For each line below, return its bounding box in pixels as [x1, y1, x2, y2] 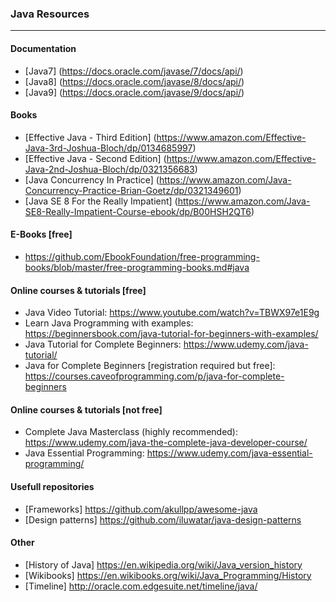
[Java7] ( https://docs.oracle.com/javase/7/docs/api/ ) [24, 65, 244, 77]
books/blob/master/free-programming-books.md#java [24, 261, 250, 273]
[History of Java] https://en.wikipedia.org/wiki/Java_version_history [24, 558, 303, 571]
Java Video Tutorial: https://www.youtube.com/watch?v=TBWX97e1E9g [24, 307, 320, 319]
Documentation [10, 42, 77, 54]
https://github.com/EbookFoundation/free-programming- [24, 250, 260, 262]
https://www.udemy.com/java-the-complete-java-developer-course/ [24, 437, 308, 449]
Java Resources [10, 7, 90, 21]
